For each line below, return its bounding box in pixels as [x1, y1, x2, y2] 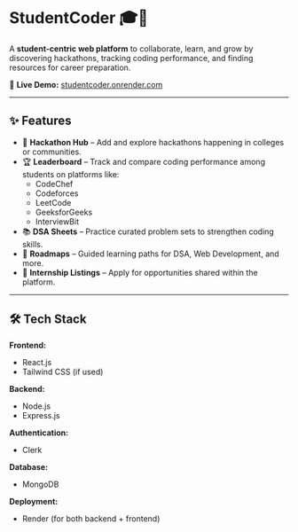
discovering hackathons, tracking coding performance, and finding [9, 52, 254, 63]
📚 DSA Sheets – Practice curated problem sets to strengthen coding [21, 226, 275, 237]
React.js [21, 356, 52, 367]
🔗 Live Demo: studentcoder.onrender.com [9, 79, 163, 90]
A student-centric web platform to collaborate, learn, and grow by [9, 43, 254, 54]
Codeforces [35, 188, 79, 199]
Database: [9, 461, 49, 472]
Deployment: [9, 496, 59, 506]
